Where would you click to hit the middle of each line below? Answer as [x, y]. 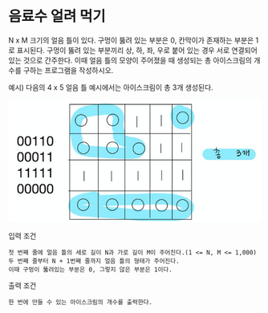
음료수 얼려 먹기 [57, 16]
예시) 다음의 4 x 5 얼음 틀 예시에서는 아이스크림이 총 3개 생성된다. [111, 87]
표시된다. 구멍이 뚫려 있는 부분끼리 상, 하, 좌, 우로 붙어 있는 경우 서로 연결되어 [137, 50]
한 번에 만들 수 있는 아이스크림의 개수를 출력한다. [80, 302]
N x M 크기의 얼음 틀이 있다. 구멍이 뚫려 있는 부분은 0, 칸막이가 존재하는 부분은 [131, 40]
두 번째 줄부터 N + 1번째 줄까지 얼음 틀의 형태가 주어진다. [94, 261]
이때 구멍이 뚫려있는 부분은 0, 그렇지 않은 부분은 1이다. [90, 270]
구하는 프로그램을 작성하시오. [68, 70]
